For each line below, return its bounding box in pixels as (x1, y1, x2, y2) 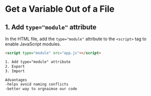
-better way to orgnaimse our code (5, 87, 77, 92)
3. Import (5, 69, 25, 73)
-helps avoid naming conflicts (5, 82, 69, 87)
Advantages (5, 77, 27, 82)
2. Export (5, 64, 25, 69)
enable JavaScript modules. (5, 41, 61, 47)
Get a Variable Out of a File (5, 3, 114, 15)
